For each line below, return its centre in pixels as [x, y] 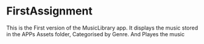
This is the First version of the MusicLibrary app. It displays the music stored [102, 28]
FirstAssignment [49, 11]
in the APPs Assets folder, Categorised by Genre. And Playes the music [95, 34]
